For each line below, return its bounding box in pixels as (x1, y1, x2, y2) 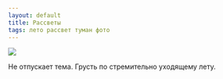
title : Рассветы (8, 19, 61, 27)
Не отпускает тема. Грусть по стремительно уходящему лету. (8, 62, 217, 71)
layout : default (8, 11, 61, 20)
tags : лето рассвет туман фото (8, 26, 110, 34)
